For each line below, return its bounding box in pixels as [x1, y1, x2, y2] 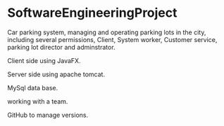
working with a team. [7, 97, 68, 106]
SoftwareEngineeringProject [7, 5, 178, 21]
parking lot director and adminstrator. [7, 43, 116, 51]
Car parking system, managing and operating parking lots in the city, [7, 28, 206, 36]
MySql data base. [7, 83, 58, 92]
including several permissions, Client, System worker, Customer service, [7, 35, 218, 43]
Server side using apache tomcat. [7, 70, 106, 78]
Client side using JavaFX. [7, 56, 81, 64]
